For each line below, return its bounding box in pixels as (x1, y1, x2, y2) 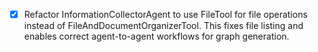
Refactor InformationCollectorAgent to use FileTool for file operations (23, 9, 308, 20)
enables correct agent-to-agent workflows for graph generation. (23, 30, 290, 43)
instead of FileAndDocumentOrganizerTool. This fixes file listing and (23, 20, 304, 32)
